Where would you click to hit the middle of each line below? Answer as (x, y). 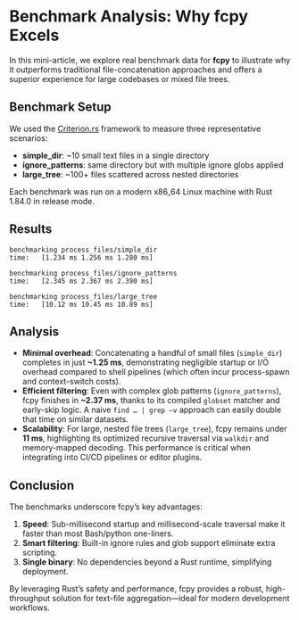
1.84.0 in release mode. (52, 201)
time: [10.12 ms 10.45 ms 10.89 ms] (81, 304)
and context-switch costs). (71, 382)
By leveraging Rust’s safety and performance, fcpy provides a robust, (137, 589)
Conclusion (42, 485)
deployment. (45, 572)
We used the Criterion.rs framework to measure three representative (135, 128)
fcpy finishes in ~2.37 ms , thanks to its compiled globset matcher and (151, 401)
